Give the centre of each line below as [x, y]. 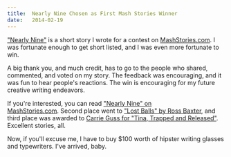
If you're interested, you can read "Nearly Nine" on [80, 103]
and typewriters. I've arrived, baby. [57, 146]
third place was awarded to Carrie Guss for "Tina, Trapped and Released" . [113, 118]
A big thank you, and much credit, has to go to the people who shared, [108, 68]
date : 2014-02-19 [35, 20]
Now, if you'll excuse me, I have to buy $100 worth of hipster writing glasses [116, 138]
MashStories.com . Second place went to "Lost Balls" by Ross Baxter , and [111, 111]
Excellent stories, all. [36, 125]
